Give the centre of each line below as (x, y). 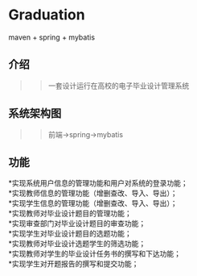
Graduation (47, 15)
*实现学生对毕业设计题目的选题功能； (70, 234)
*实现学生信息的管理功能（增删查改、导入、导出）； (93, 203)
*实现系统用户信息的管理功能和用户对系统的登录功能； (98, 183)
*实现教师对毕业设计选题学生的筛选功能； (77, 244)
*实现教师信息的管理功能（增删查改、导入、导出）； (93, 193)
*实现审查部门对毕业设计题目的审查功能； (77, 224)
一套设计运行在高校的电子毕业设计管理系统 (119, 86)
